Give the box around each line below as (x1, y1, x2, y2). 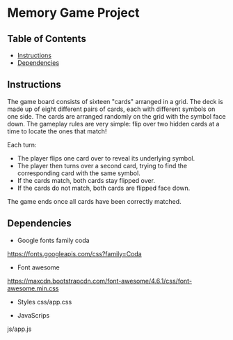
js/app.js (7, 325, 32, 333)
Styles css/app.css (17, 297, 72, 306)
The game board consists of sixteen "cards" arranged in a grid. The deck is (7, 97, 224, 105)
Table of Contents (7, 33, 87, 45)
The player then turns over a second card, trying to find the (17, 161, 188, 170)
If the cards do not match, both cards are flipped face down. (17, 184, 191, 192)
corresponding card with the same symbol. (17, 169, 140, 177)
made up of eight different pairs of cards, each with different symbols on (7, 105, 216, 113)
